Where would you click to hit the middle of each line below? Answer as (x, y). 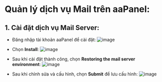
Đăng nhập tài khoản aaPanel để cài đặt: (54, 39)
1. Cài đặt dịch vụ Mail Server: (52, 28)
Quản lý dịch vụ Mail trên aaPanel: (77, 9)
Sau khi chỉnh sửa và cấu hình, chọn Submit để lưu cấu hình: (75, 74)
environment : (26, 64)
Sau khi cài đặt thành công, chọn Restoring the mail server (73, 59)
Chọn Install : (25, 49)
